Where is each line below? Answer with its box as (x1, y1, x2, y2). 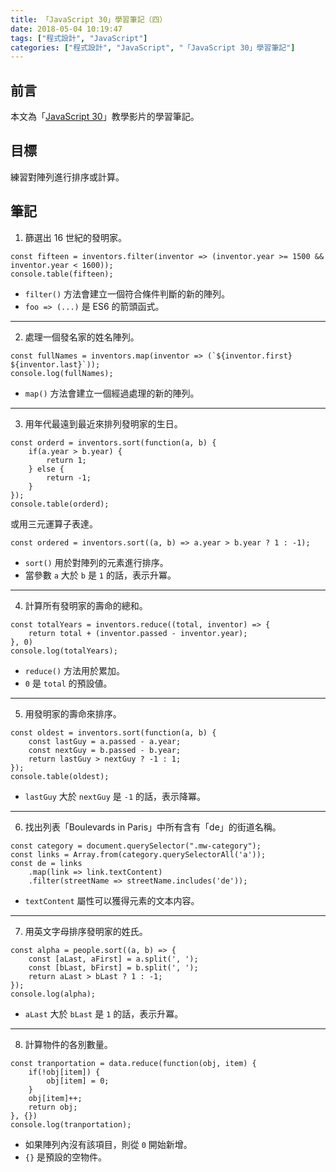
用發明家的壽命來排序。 (24, 707, 122, 720)
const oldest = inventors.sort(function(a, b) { (10, 727, 217, 738)
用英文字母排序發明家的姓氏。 (24, 925, 148, 937)
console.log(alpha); (10, 989, 97, 999)
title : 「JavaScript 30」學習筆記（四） (10, 14, 168, 25)
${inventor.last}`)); (10, 359, 101, 370)
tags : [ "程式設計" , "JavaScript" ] (10, 33, 148, 43)
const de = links (10, 858, 83, 868)
